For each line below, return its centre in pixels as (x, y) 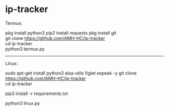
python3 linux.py (23, 103)
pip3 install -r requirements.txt (37, 93)
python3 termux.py (25, 49)
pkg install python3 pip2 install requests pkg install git (61, 33)
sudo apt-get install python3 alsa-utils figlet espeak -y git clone (71, 73)
